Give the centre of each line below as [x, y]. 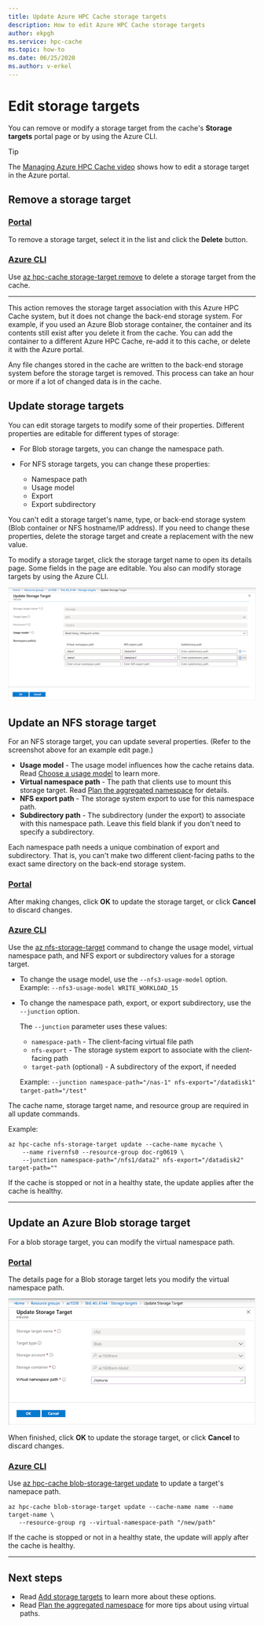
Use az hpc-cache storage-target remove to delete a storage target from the [132, 277]
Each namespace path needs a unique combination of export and [114, 847]
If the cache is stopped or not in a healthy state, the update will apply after [128, 1537]
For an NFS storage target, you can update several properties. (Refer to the [130, 742]
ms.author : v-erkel [40, 67]
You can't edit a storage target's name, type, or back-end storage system [127, 519]
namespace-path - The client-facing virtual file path [112, 1041]
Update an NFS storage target [82, 723]
